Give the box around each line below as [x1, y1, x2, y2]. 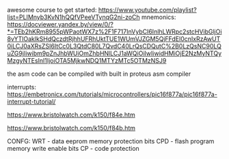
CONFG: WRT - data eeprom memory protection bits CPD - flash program [7, 137, 215, 145]
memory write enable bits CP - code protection [7, 145, 140, 152]
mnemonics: [141, 13, 176, 21]
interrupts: [7, 83, 36, 91]
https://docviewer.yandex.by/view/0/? [7, 20, 114, 28]
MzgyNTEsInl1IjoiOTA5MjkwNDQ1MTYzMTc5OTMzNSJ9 [7, 57, 167, 64]
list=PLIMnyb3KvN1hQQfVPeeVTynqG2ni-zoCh [7, 13, 140, 21]
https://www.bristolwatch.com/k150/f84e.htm [7, 111, 135, 119]
